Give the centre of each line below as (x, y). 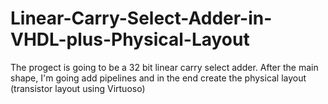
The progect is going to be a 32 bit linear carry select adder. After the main (164, 67)
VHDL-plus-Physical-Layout (130, 39)
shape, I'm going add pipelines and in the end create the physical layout (158, 78)
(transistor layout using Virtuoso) (78, 88)
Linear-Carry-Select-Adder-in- (141, 18)
